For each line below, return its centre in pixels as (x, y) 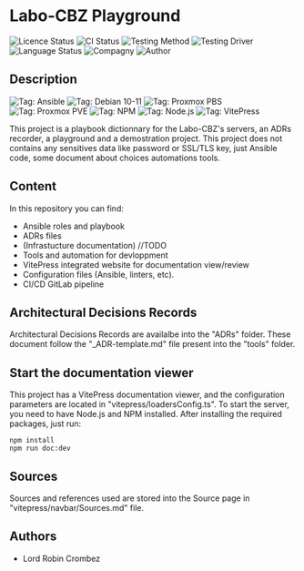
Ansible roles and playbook (74, 226)
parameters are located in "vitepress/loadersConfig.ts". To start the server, (149, 404)
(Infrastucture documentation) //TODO (94, 245)
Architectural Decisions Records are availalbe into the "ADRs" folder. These (150, 334)
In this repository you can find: (67, 208)
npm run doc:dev (40, 449)
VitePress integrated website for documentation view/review (136, 264)
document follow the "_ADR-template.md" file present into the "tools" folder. (152, 344)
